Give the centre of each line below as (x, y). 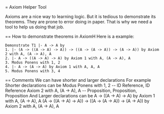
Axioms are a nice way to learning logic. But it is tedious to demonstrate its (81, 16)
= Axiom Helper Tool (26, 7)
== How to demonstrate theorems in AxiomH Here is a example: (69, 36)
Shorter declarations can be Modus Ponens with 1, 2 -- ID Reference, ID (78, 85)
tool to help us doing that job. (35, 27)
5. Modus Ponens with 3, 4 (33, 71)
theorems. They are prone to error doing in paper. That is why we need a (79, 22)
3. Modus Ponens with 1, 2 (33, 63)
